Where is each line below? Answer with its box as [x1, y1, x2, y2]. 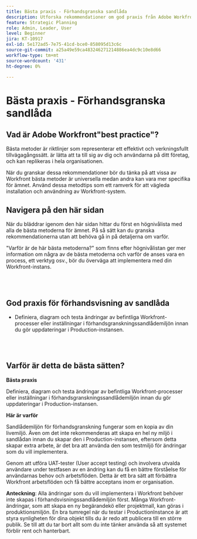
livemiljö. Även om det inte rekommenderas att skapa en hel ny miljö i [6, 429, 173, 436]
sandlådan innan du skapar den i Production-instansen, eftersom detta [6, 435, 177, 442]
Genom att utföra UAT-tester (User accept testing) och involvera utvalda [6, 460, 181, 467]
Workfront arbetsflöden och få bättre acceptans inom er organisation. [6, 478, 174, 485]
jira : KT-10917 [6, 36, 43, 42]
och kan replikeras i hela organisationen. [6, 158, 104, 165]
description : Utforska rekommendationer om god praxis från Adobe [6, 14, 172, 20]
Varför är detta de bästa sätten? [6, 361, 125, 371]
